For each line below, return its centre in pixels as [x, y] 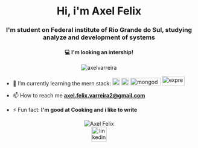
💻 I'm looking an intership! [99, 52]
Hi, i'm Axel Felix [99, 11]
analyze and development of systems [99, 37]
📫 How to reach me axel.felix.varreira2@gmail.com [79, 96]
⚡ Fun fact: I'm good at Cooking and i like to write [75, 110]
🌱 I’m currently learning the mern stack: [62, 84]
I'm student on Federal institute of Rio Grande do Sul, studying [99, 30]
